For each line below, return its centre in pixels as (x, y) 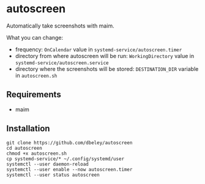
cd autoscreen (24, 148)
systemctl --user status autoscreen (53, 175)
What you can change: (35, 37)
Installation (28, 129)
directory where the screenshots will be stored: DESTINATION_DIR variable (107, 68)
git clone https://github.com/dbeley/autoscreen (69, 142)
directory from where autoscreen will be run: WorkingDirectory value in (105, 56)
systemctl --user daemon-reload (47, 164)
